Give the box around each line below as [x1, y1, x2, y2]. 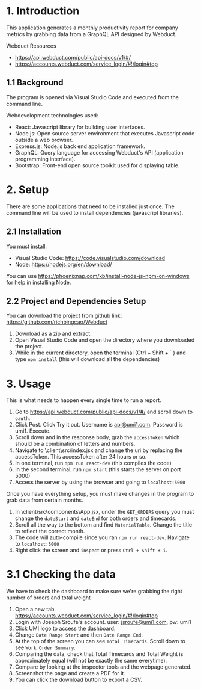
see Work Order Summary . [14, 644, 76, 651]
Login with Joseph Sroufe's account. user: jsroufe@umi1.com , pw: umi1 [14, 619, 191, 626]
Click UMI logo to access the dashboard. [14, 625, 116, 632]
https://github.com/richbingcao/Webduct [6, 318, 108, 326]
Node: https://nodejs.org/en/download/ [14, 261, 112, 268]
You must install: [6, 243, 47, 250]
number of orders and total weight [6, 594, 91, 601]
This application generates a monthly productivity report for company [6, 24, 178, 31]
